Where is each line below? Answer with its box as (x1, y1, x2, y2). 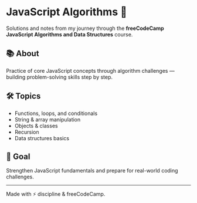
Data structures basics (14, 134, 69, 141)
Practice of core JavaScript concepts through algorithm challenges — (6, 67, 175, 74)
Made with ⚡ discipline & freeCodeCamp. (6, 191, 106, 198)
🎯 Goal (6, 151, 30, 161)
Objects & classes (14, 122, 58, 129)
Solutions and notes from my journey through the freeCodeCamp (6, 25, 164, 32)
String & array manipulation (14, 116, 81, 123)
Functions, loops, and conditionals (14, 110, 98, 117)
